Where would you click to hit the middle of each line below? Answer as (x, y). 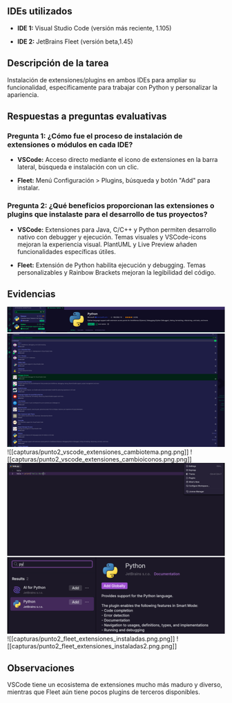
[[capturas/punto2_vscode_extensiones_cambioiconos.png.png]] (99, 459)
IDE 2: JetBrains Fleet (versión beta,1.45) (75, 42)
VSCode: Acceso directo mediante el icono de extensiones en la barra (117, 160)
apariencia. (23, 94)
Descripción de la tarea (58, 63)
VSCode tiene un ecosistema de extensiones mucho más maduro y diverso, (115, 684)
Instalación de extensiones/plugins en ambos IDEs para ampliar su (101, 80)
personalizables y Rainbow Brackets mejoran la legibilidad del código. (116, 272)
